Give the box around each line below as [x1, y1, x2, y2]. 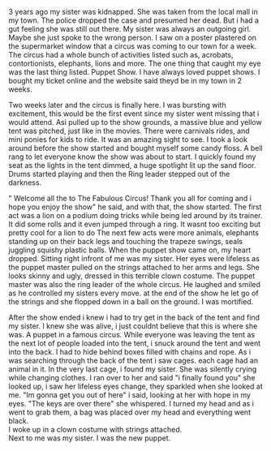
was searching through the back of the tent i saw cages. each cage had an [8, 356, 258, 365]
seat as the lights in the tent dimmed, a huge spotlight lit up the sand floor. [8, 161, 256, 170]
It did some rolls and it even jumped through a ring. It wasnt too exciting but [8, 219, 261, 229]
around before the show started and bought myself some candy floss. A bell [8, 144, 264, 152]
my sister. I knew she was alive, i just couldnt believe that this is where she [8, 321, 258, 331]
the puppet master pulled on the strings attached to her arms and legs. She [8, 263, 260, 272]
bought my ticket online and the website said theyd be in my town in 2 [8, 76, 242, 85]
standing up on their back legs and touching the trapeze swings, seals [8, 237, 243, 246]
